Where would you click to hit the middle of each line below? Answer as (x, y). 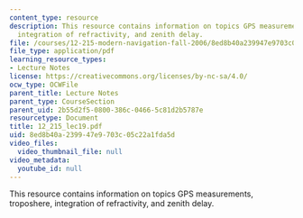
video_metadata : (40, 160)
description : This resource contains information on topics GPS (133, 26)
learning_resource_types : (58, 59)
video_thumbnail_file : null (70, 151)
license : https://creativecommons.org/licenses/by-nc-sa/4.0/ (129, 77)
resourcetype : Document (54, 118)
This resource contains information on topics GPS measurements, (132, 194)
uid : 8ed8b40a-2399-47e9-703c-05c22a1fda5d (92, 135)
